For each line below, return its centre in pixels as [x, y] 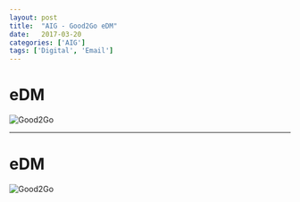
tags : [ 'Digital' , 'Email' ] [62, 51]
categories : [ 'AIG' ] [48, 42]
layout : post [33, 17]
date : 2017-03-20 [46, 34]
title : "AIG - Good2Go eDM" [63, 26]
